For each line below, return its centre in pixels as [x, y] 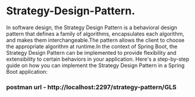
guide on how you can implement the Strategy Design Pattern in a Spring [95, 65]
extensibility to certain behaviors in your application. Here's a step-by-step [98, 59]
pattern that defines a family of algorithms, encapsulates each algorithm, [95, 33]
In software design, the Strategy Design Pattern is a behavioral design [92, 27]
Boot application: [27, 71]
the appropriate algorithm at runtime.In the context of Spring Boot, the [92, 46]
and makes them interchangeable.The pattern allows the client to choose [95, 40]
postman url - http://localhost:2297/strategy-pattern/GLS [91, 87]
